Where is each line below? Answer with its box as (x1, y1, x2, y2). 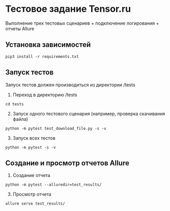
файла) (12, 116, 28, 122)
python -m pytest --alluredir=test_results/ (5, 182, 102, 187)
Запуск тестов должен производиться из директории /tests (5, 82, 136, 88)
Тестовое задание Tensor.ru (5, 3, 132, 15)
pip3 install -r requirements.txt (5, 54, 79, 59)
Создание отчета (12, 172, 50, 179)
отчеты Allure (5, 25, 34, 31)
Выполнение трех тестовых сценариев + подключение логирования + (5, 20, 159, 26)
